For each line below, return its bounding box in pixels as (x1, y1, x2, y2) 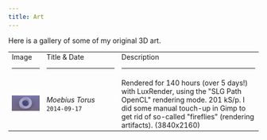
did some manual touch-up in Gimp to (121, 103, 246, 113)
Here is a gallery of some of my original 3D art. (8, 36, 161, 45)
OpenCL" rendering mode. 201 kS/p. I (121, 95, 245, 104)
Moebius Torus (46, 95, 95, 104)
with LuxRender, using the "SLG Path (121, 86, 242, 95)
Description (121, 52, 160, 62)
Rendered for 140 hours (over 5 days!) (121, 78, 249, 87)
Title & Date (46, 52, 85, 62)
